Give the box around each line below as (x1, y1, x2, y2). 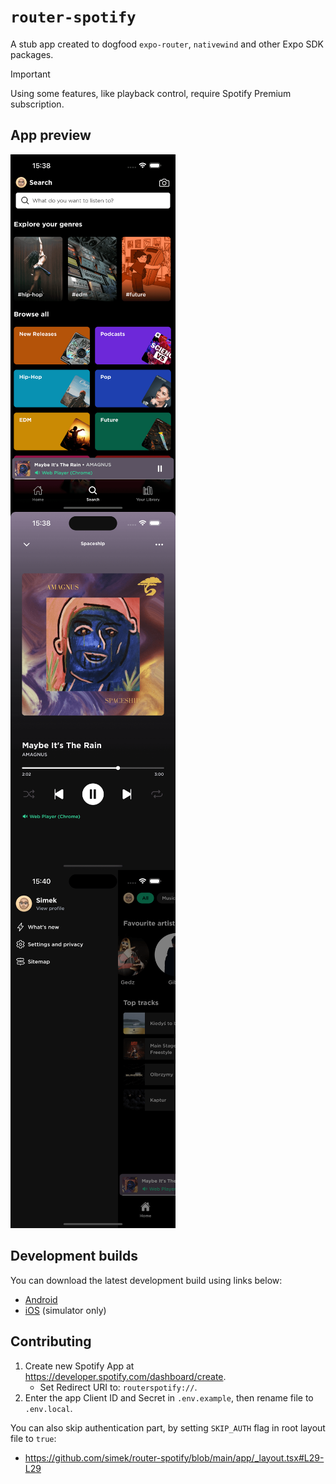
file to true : (10, 1432, 57, 1444)
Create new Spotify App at (24, 1360, 135, 1372)
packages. (10, 48, 54, 60)
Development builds (10, 1248, 138, 1265)
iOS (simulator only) (24, 1304, 107, 1316)
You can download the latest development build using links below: (10, 1274, 283, 1286)
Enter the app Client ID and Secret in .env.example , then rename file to (24, 1391, 314, 1404)
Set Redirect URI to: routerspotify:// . (39, 1381, 198, 1393)
